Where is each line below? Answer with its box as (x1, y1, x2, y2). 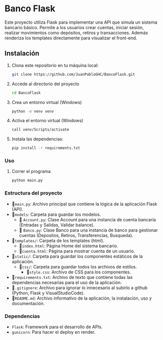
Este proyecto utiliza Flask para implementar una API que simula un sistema (4, 19, 158, 25)
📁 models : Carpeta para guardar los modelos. (11, 211, 101, 217)
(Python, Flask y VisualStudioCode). (11, 290, 85, 296)
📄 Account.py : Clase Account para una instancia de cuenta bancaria (19, 216, 156, 222)
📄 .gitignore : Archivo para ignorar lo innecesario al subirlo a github (11, 284, 148, 291)
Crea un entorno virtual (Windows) (11, 99, 82, 105)
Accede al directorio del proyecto (11, 81, 80, 87)
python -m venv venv (11, 109, 54, 114)
